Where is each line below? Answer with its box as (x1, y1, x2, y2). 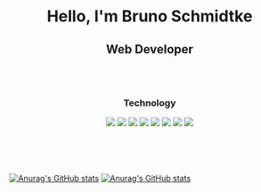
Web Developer (105, 42, 194, 57)
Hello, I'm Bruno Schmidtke (46, 6, 253, 27)
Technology (123, 96, 176, 108)
